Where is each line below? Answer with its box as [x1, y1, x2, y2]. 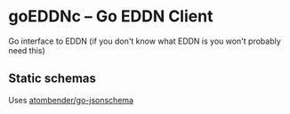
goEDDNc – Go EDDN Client [8, 6, 213, 27]
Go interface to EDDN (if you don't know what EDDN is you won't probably [8, 36, 281, 46]
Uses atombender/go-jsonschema [8, 94, 134, 105]
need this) [8, 45, 45, 55]
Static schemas [8, 71, 97, 86]
